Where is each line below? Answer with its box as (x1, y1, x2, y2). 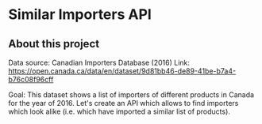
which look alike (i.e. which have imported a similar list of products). (8, 107, 230, 116)
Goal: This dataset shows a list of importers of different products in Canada (8, 90, 255, 100)
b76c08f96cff (8, 75, 54, 84)
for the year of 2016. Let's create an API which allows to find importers (8, 99, 239, 107)
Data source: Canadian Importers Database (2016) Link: (8, 58, 191, 67)
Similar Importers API (8, 6, 152, 24)
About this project (8, 37, 100, 51)
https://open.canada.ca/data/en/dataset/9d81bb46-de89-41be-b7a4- (8, 66, 237, 76)
